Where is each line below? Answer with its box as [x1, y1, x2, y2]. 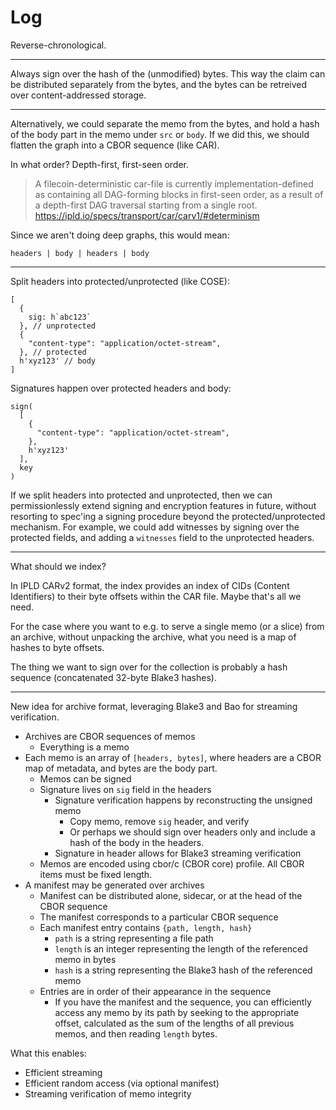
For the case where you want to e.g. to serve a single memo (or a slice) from [10, 620, 325, 632]
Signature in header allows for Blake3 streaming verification [54, 847, 302, 859]
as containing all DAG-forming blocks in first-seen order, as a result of [34, 188, 324, 200]
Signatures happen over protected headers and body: [10, 382, 232, 394]
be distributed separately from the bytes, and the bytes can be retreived [10, 78, 308, 90]
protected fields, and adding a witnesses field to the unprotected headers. [10, 531, 315, 543]
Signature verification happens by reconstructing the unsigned [54, 794, 313, 806]
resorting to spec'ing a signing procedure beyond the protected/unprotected [10, 510, 326, 522]
